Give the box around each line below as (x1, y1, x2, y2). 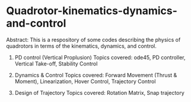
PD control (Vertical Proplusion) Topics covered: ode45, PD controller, (14, 54, 186, 61)
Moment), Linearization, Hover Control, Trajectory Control (14, 78, 156, 85)
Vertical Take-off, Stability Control (14, 60, 98, 67)
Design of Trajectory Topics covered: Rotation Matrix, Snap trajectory (14, 89, 185, 96)
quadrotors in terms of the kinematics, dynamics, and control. (6, 42, 157, 50)
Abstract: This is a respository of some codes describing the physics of (6, 36, 181, 43)
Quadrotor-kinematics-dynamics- (6, 4, 178, 18)
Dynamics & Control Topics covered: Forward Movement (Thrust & (14, 71, 177, 78)
